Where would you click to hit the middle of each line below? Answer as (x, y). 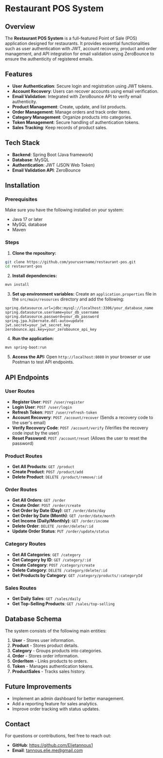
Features (19, 74)
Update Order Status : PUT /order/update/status (61, 531)
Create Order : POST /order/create (46, 505)
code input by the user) (36, 433)
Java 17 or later (27, 219)
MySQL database (29, 224)
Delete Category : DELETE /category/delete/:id (60, 570)
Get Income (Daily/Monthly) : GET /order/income (60, 521)
